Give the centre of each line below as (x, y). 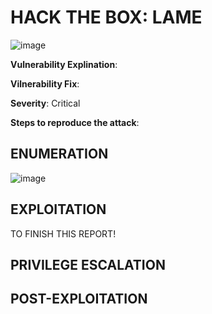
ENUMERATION (59, 154)
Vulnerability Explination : (64, 64)
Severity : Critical (45, 103)
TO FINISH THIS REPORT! (63, 233)
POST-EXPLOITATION (79, 299)
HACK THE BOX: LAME (106, 17)
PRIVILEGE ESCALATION (88, 264)
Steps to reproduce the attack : (75, 122)
